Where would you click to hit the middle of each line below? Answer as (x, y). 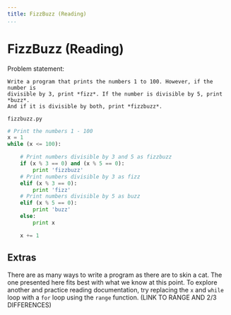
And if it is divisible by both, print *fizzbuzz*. (85, 106)
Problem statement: (36, 69)
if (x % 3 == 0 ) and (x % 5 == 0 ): (72, 164)
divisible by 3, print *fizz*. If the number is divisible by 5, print (115, 94)
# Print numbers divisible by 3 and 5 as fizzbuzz (96, 157)
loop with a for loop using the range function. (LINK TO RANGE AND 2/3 (112, 297)
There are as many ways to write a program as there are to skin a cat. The (115, 275)
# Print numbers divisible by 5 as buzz (80, 196)
